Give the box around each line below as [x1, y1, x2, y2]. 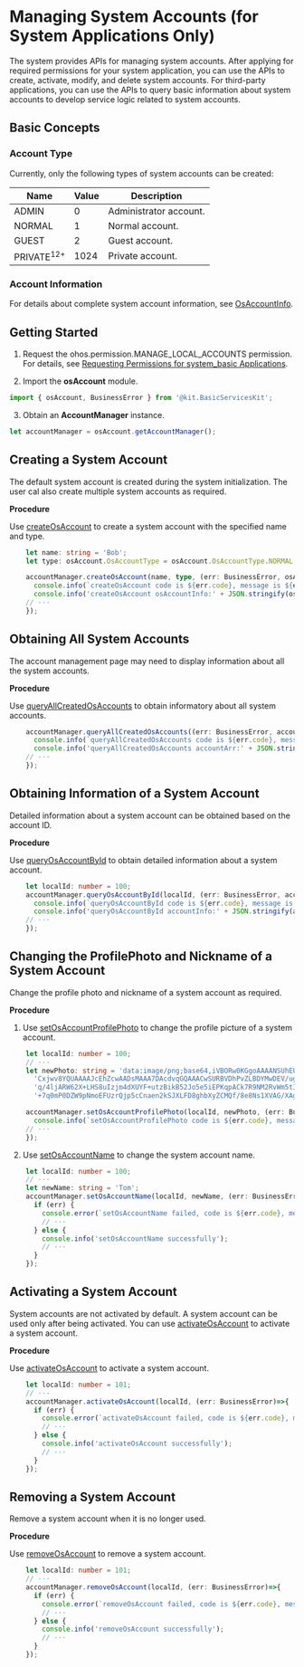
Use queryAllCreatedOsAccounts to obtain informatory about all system [9, 700, 277, 711]
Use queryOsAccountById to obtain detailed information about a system [9, 854, 278, 865]
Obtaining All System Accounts [9, 632, 190, 647]
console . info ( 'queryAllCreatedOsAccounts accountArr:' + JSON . [33, 744, 278, 753]
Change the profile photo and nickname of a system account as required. [9, 986, 282, 997]
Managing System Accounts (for [9, 6, 260, 27]
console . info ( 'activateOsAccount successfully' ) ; [42, 1439, 233, 1448]
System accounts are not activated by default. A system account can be [9, 1308, 278, 1319]
